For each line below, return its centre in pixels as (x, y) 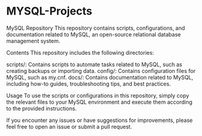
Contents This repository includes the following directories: (80, 52)
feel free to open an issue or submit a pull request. (69, 126)
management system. (33, 41)
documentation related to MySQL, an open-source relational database (93, 34)
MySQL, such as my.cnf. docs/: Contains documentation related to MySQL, (100, 77)
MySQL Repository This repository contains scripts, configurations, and (96, 28)
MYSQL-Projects (49, 11)
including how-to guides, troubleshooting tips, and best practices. (89, 84)
